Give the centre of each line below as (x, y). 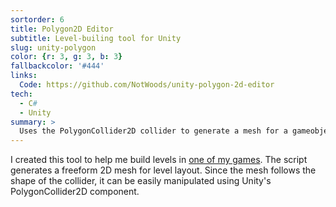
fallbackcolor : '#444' (57, 66)
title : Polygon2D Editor (62, 29)
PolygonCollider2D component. (75, 192)
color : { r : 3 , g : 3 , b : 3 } (66, 57)
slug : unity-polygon (53, 47)
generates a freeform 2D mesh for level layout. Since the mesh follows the (163, 170)
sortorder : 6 (37, 19)
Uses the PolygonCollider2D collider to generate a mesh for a (153, 131)
